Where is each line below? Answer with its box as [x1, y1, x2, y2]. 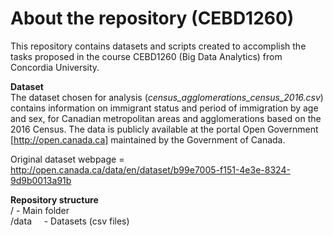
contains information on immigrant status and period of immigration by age [10, 102, 319, 114]
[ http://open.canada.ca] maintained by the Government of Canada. [10, 133, 286, 146]
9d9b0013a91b [10, 174, 72, 186]
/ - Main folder [10, 204, 70, 216]
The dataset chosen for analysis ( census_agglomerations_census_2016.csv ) [10, 91, 324, 103]
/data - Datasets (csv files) [10, 215, 130, 227]
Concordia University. [10, 61, 100, 73]
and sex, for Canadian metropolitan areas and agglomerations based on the [10, 112, 322, 124]
